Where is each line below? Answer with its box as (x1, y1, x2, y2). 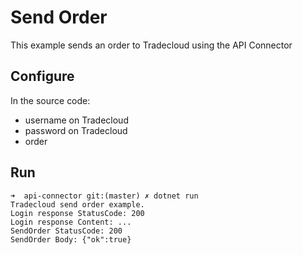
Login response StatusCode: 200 (10, 208, 145, 218)
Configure (10, 68, 75, 85)
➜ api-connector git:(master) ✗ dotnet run (10, 191, 199, 201)
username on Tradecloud (24, 114, 129, 126)
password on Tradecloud (24, 124, 128, 136)
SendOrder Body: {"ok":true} (10, 234, 132, 245)
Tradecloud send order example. (10, 199, 145, 210)
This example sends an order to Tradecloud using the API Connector (10, 39, 293, 51)
